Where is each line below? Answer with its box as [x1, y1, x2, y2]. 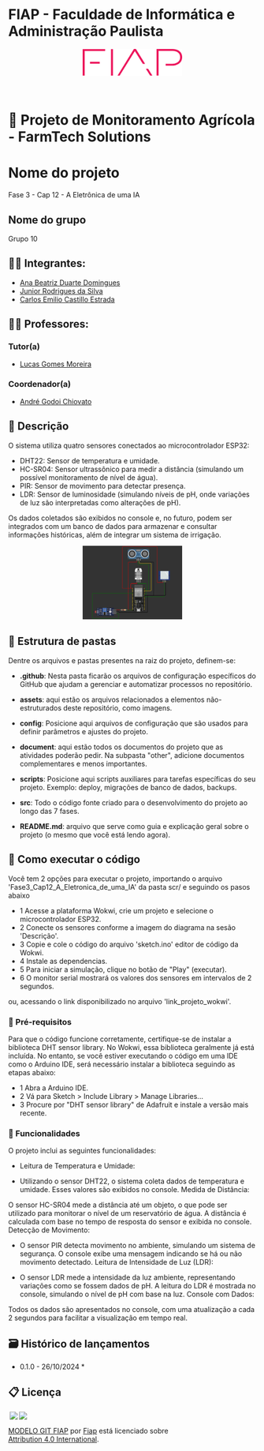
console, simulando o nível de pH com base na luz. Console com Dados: [19, 1289, 255, 1299]
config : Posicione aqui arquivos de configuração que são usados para [19, 718, 248, 728]
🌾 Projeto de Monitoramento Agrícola [8, 111, 255, 129]
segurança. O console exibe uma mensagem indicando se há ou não [19, 1249, 243, 1258]
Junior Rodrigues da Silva [19, 286, 104, 295]
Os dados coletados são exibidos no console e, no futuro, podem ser [8, 513, 232, 523]
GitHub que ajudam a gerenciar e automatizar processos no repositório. [19, 679, 253, 688]
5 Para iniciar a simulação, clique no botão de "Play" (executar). [19, 965, 227, 974]
